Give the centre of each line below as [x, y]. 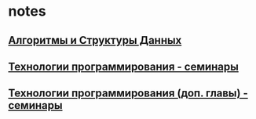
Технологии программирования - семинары [124, 66]
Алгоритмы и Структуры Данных [95, 40]
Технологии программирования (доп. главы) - [128, 94]
